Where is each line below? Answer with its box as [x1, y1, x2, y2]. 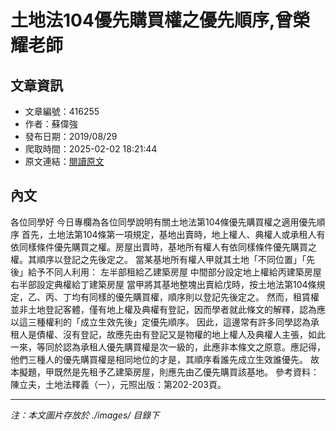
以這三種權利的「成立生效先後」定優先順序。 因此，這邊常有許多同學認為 [10, 316, 311, 328]
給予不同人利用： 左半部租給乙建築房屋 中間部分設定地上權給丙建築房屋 [27, 266, 322, 278]
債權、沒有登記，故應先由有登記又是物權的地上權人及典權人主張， [36, 328, 308, 340]
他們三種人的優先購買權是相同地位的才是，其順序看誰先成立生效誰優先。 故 [10, 353, 320, 365]
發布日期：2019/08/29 [24, 131, 118, 142]
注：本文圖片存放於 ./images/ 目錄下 [10, 409, 160, 421]
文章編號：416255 [24, 106, 100, 117]
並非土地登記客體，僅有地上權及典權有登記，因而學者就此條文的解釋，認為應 [10, 303, 326, 315]
